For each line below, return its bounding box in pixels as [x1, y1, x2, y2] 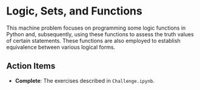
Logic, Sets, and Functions [6, 4, 142, 18]
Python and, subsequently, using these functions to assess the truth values [6, 30, 194, 37]
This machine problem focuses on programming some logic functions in [6, 24, 186, 31]
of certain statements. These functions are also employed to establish [6, 37, 181, 44]
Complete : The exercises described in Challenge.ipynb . [15, 77, 155, 84]
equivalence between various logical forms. [6, 43, 116, 51]
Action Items [6, 61, 56, 71]
